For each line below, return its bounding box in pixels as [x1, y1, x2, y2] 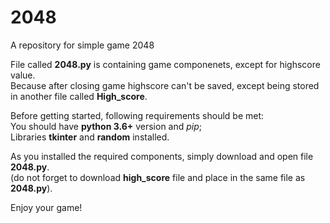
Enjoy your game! [10, 201, 83, 213]
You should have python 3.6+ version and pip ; [10, 120, 203, 132]
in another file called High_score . [10, 90, 148, 102]
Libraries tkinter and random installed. [10, 131, 170, 143]
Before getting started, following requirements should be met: [10, 109, 265, 121]
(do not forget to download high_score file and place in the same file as [10, 171, 306, 183]
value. [10, 69, 36, 81]
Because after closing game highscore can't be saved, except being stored [10, 79, 320, 91]
